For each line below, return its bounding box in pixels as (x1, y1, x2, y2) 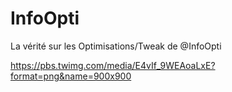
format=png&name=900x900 (10, 70, 132, 82)
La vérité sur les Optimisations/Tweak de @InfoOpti (10, 40, 222, 52)
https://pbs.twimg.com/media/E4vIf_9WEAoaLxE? (10, 59, 216, 71)
